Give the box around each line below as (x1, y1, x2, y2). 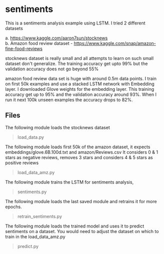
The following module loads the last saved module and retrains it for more (5, 198, 157, 204)
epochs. (5, 204, 22, 210)
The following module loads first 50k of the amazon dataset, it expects (5, 144, 150, 150)
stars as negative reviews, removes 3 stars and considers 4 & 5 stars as (5, 154, 153, 160)
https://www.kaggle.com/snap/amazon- (73, 40, 156, 46)
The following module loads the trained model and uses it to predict (5, 223, 144, 229)
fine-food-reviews (5, 45, 42, 51)
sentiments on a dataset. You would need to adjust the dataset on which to (5, 228, 159, 234)
